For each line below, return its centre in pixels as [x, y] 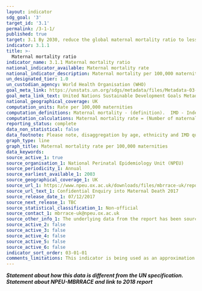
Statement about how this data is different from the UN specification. [95, 275]
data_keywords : [25, 152]
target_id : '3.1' [28, 23]
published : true [26, 34]
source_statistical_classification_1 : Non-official [72, 208]
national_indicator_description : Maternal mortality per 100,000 [90, 74]
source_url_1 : [24, 186]
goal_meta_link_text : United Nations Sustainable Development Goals [94, 96]
